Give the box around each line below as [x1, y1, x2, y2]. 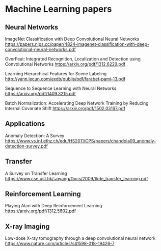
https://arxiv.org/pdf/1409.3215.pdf [5, 91, 76, 96]
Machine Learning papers [5, 3, 112, 15]
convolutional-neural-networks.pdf [5, 47, 76, 52]
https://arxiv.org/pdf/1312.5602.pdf [5, 208, 76, 214]
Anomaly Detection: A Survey [5, 133, 65, 139]
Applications [5, 119, 45, 128]
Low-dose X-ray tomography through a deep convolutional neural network [5, 235, 156, 241]
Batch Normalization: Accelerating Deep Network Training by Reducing [5, 100, 149, 106]
